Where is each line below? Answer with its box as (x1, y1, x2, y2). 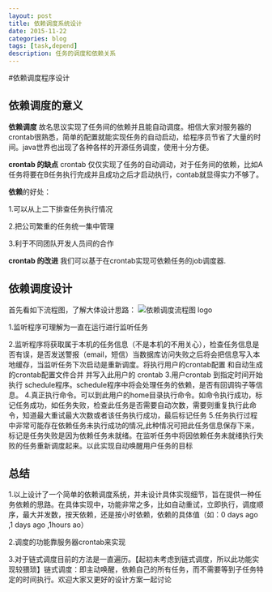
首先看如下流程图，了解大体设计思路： (8, 305, 136, 315)
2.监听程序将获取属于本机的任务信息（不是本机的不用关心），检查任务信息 (8, 339, 253, 349)
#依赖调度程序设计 (8, 73, 70, 82)
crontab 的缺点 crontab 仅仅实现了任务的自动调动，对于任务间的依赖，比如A (8, 159, 263, 169)
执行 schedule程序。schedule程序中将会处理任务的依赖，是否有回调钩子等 (8, 380, 257, 389)
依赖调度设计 (8, 281, 73, 296)
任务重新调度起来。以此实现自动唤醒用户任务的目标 (22, 440, 193, 450)
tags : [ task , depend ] (8, 42, 79, 50)
